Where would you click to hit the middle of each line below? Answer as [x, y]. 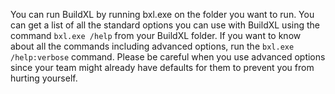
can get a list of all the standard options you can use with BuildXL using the [165, 25]
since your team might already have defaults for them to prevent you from [162, 67]
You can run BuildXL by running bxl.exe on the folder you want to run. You [162, 14]
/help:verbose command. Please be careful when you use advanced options [168, 57]
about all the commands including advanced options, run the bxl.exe [152, 46]
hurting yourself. [44, 78]
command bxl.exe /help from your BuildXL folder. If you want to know [156, 35]
